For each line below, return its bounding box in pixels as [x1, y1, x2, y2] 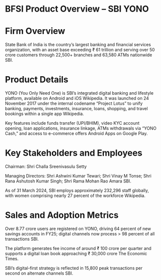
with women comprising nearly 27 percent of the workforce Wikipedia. [5, 193, 146, 198]
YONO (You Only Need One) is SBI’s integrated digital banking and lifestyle [5, 90, 154, 96]
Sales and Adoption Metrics [5, 210, 119, 221]
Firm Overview [5, 26, 65, 37]
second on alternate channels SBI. [5, 270, 73, 276]
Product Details [5, 74, 69, 85]
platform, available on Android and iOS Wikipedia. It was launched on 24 [5, 96, 149, 101]
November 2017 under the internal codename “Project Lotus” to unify [5, 100, 143, 106]
